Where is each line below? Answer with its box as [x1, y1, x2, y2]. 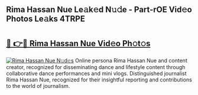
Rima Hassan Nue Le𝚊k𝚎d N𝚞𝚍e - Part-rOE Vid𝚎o [6, 5, 192, 15]
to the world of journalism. [6, 83, 70, 89]
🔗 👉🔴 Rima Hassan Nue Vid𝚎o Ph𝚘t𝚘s [6, 38, 151, 48]
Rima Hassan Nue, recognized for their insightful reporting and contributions [6, 76, 192, 83]
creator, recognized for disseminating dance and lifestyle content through [6, 64, 186, 70]
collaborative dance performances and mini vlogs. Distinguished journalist [6, 70, 187, 77]
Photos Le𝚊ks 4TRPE [6, 14, 86, 24]
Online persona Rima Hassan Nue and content [74, 57, 187, 64]
